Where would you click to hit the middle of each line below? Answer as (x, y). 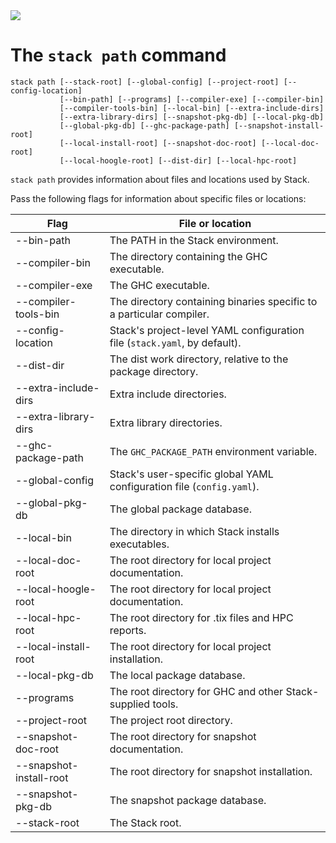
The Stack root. (145, 822)
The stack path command (118, 55)
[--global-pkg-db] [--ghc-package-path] (144, 125)
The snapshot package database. (188, 800)
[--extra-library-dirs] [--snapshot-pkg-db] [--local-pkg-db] (192, 117)
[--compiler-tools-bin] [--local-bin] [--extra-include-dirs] (192, 108)
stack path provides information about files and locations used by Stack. (160, 179)
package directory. (154, 371)
